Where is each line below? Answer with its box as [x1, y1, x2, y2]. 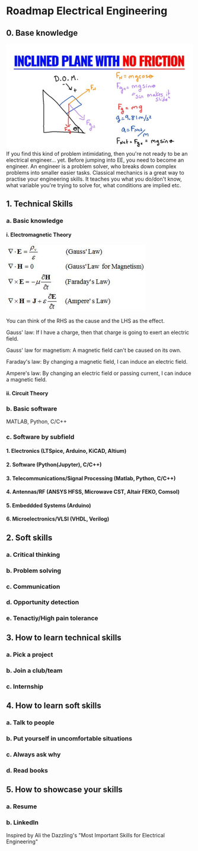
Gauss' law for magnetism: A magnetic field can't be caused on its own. [6, 346, 182, 354]
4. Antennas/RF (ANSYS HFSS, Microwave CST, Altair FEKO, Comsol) [6, 488, 180, 496]
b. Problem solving [6, 566, 61, 575]
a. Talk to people [6, 718, 55, 726]
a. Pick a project [6, 650, 53, 658]
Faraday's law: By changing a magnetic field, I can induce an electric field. [6, 358, 188, 365]
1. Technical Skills [6, 198, 73, 209]
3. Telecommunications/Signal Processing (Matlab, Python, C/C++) [6, 474, 176, 482]
